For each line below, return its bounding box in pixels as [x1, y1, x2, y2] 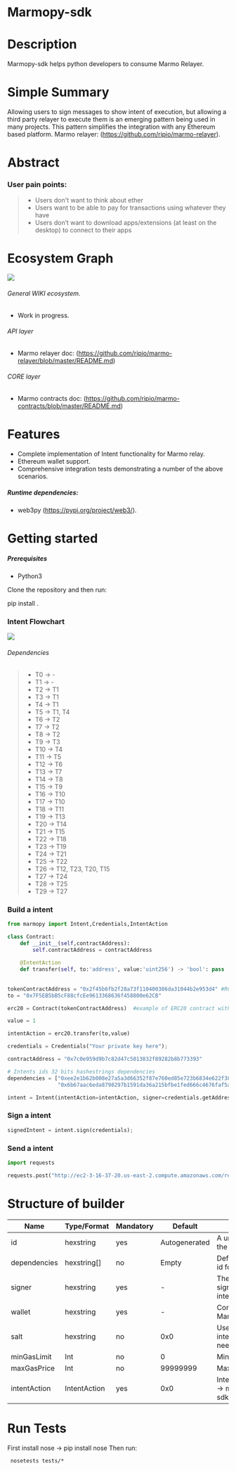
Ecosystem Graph [7, 250, 114, 266]
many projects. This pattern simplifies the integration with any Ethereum [7, 122, 216, 131]
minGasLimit [11, 1351, 52, 1361]
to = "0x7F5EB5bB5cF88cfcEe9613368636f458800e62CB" [7, 992, 162, 999]
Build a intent [7, 905, 53, 915]
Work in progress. [17, 311, 70, 319]
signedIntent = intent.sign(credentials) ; [7, 1126, 133, 1133]
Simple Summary [7, 84, 110, 101]
